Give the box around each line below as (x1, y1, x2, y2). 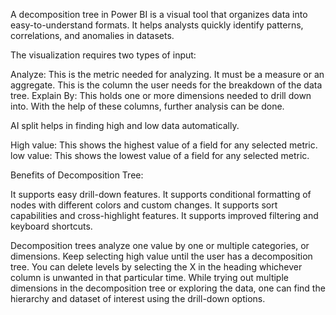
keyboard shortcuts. (10, 220, 93, 232)
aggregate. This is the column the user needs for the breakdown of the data (10, 79, 323, 91)
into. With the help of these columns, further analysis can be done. (10, 100, 285, 112)
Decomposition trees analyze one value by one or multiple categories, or (10, 240, 310, 251)
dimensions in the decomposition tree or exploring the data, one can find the (10, 282, 326, 294)
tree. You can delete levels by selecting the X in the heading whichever (10, 261, 303, 273)
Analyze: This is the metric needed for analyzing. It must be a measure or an (10, 69, 325, 80)
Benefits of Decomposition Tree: (10, 169, 144, 181)
